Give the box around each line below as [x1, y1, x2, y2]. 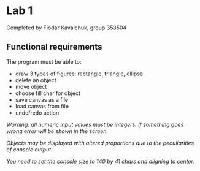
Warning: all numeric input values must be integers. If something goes [6, 121, 184, 128]
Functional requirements [6, 42, 102, 52]
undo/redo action [15, 108, 60, 116]
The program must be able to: [6, 58, 82, 65]
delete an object [15, 76, 56, 83]
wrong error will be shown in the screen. [6, 127, 109, 135]
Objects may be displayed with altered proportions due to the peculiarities [6, 139, 194, 146]
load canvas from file [15, 102, 69, 110]
